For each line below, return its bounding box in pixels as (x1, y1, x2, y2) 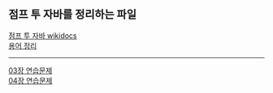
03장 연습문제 (8, 66, 53, 75)
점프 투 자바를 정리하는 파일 (8, 7, 136, 22)
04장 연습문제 (8, 75, 53, 85)
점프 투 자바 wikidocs (8, 31, 77, 40)
